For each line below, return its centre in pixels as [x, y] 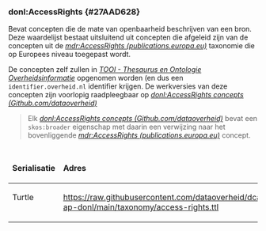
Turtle [23, 198]
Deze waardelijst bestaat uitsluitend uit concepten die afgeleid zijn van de [128, 37]
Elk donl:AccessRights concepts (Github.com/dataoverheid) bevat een [142, 119]
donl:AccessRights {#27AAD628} [74, 12]
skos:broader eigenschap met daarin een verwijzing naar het [126, 127]
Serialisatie [34, 169]
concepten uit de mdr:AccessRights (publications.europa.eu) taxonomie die [131, 46]
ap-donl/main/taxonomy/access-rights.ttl [141, 207]
